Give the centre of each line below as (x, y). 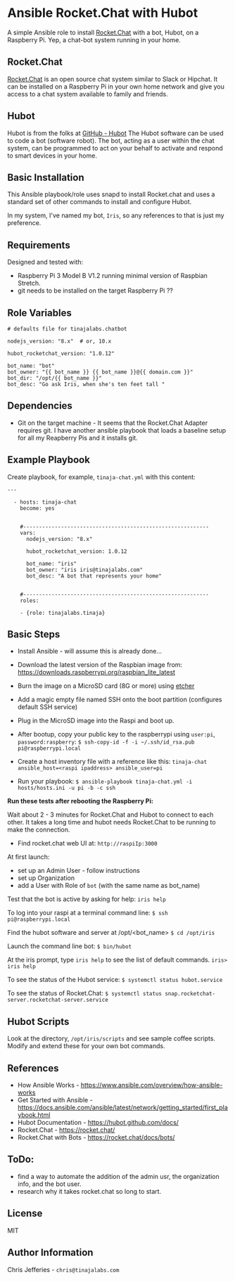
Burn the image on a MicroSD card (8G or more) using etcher (106, 686)
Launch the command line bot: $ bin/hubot (70, 946)
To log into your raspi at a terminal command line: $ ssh (88, 913)
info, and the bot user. (49, 1184)
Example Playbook (49, 460)
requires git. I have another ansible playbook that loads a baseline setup (122, 430)
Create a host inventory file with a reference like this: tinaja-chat (112, 762)
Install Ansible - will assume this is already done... (90, 651)
